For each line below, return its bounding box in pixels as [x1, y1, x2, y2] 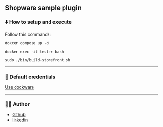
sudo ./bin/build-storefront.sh [5, 57, 70, 62]
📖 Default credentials [5, 73, 56, 80]
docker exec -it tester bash [5, 49, 64, 54]
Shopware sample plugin [5, 4, 81, 12]
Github [12, 112, 26, 118]
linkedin [12, 117, 28, 123]
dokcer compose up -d [5, 41, 49, 45]
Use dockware [5, 84, 34, 90]
